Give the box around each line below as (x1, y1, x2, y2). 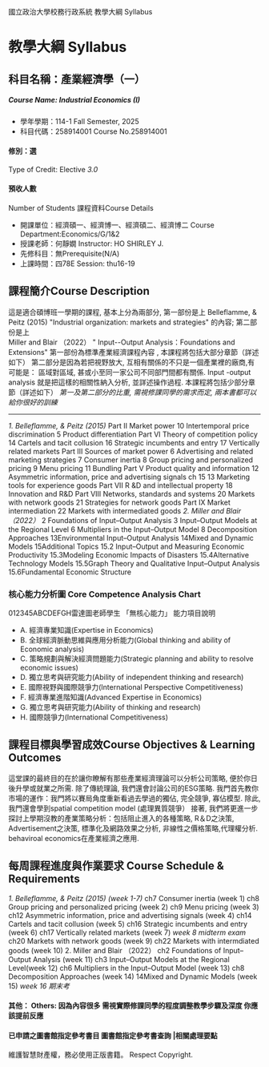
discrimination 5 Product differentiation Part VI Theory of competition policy (8, 429, 259, 439)
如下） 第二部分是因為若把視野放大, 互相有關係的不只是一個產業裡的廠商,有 (8, 357, 255, 367)
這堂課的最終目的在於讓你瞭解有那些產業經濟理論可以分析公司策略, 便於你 (8, 773, 251, 783)
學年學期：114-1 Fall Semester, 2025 (19, 116, 139, 126)
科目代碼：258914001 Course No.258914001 (19, 127, 167, 136)
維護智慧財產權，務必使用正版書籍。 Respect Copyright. (8, 1050, 194, 1060)
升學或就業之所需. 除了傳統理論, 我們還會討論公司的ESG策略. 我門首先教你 (14, 783, 259, 793)
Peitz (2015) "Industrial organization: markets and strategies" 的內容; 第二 (8, 317, 251, 327)
